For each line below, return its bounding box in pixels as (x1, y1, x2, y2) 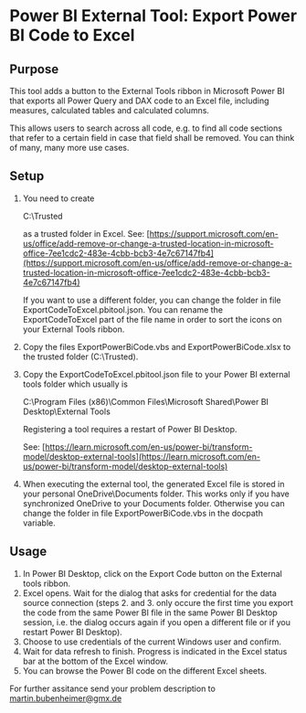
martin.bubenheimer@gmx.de (9, 692, 122, 704)
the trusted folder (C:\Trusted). (22, 351, 139, 362)
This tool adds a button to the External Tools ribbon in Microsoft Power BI (9, 86, 285, 96)
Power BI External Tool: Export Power (9, 5, 298, 27)
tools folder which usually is (22, 378, 128, 389)
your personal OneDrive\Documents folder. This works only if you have (22, 488, 290, 499)
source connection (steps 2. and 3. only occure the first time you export (22, 597, 294, 608)
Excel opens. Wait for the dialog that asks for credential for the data (22, 587, 277, 599)
